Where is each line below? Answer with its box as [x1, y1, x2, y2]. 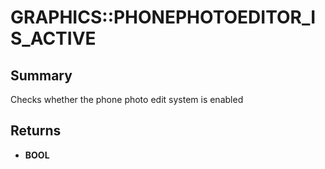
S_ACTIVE [10, 27, 97, 50]
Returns [10, 122, 62, 140]
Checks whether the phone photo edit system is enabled [10, 94, 244, 105]
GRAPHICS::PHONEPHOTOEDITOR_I [10, 6, 317, 29]
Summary [10, 67, 73, 84]
